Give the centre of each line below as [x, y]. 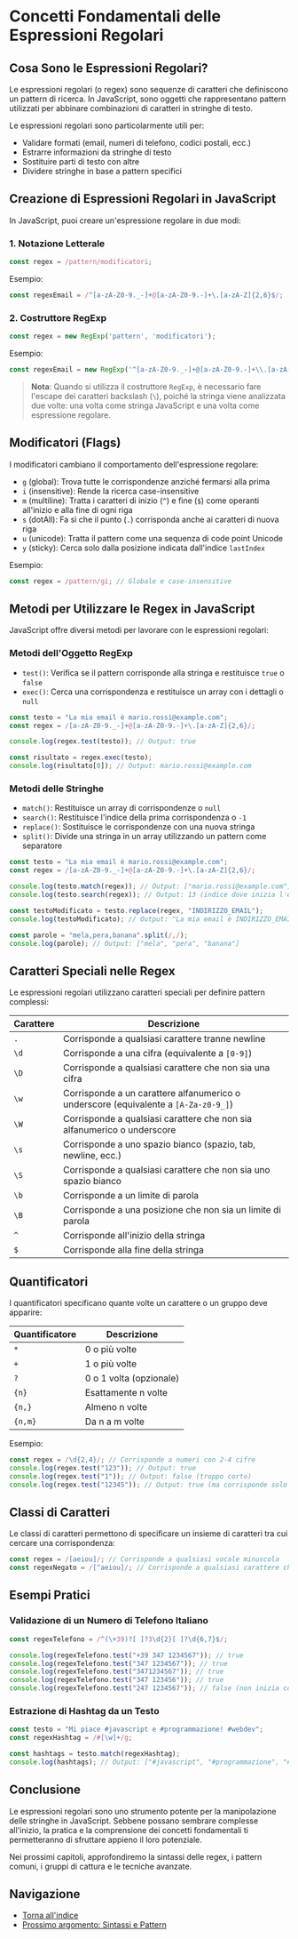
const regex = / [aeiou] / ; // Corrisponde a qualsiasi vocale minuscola [144, 1559]
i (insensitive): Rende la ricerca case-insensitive [110, 491]
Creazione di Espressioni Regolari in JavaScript [143, 199]
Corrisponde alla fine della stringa [133, 1250]
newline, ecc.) [93, 1156]
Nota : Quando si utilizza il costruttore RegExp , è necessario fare [146, 386]
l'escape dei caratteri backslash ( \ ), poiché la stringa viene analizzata [158, 396]
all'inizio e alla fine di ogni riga [77, 509]
